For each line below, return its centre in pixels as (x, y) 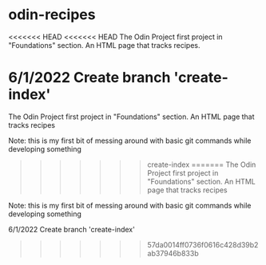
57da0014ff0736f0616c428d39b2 (203, 244)
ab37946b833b (173, 253)
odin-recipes (52, 15)
